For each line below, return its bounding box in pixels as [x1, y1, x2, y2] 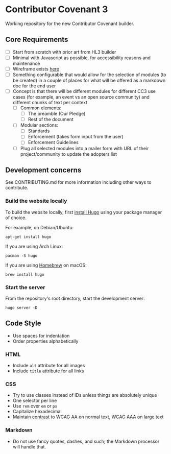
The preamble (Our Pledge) [28, 111, 86, 117]
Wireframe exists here [12, 65, 60, 72]
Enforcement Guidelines [28, 139, 79, 146]
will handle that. [12, 443, 46, 450]
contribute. [5, 185, 29, 191]
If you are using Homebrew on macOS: [5, 262, 87, 268]
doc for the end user [12, 83, 56, 89]
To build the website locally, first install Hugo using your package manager [5, 209, 162, 215]
